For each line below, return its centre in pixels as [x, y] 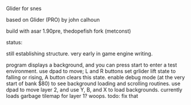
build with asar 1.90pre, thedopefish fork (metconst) [69, 31]
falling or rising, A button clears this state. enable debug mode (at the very [95, 77]
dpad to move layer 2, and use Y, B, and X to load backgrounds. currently [94, 90]
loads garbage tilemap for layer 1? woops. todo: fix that [72, 96]
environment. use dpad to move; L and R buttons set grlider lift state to [91, 71]
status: [14, 42]
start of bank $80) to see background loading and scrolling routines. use [93, 83]
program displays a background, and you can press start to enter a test [91, 65]
